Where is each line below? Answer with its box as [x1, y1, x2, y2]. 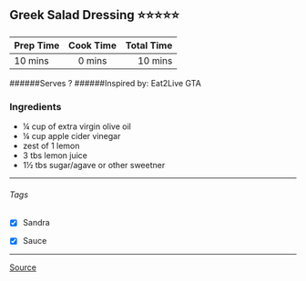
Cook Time [67, 39, 117, 52]
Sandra [22, 217, 50, 228]
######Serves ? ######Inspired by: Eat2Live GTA [9, 77, 202, 88]
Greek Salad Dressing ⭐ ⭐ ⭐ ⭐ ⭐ [9, 7, 180, 23]
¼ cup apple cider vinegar [22, 131, 121, 142]
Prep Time [14, 39, 60, 52]
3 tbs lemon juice [22, 150, 88, 161]
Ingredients [9, 100, 62, 113]
